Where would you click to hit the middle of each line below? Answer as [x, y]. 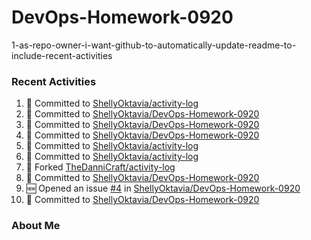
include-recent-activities [62, 55]
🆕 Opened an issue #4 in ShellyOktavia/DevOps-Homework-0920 [163, 188]
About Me [36, 226]
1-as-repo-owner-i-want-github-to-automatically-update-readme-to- [154, 45]
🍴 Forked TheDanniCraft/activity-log [100, 167]
